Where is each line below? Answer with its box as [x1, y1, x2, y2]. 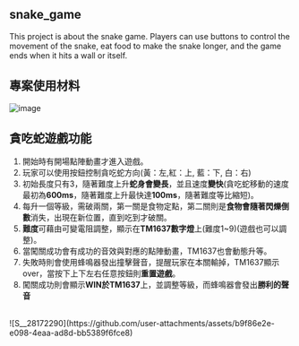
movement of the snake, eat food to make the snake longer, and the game [9, 40, 282, 51]
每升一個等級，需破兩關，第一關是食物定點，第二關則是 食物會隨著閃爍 [21, 201, 282, 212]
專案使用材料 [9, 78, 81, 93]
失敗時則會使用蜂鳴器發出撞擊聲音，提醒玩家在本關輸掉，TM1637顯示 [21, 257, 280, 268]
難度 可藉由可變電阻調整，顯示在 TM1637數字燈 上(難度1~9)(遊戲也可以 [21, 223, 279, 234]
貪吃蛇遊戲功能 [9, 131, 92, 146]
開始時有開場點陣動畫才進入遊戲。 [21, 156, 149, 167]
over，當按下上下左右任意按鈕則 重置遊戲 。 [21, 268, 181, 279]
